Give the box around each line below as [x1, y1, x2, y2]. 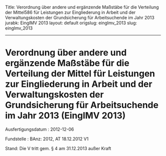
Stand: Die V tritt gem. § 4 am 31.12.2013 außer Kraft [5, 145, 111, 151]
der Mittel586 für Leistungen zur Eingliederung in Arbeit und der [5, 9, 136, 15]
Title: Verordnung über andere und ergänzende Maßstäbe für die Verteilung [5, 4, 159, 10]
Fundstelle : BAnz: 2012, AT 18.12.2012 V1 [5, 136, 89, 142]
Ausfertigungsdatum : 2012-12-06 [5, 126, 74, 132]
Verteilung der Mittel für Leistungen [5, 68, 156, 79]
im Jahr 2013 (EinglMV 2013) [5, 110, 126, 121]
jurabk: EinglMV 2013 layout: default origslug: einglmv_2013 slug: [5, 20, 137, 26]
